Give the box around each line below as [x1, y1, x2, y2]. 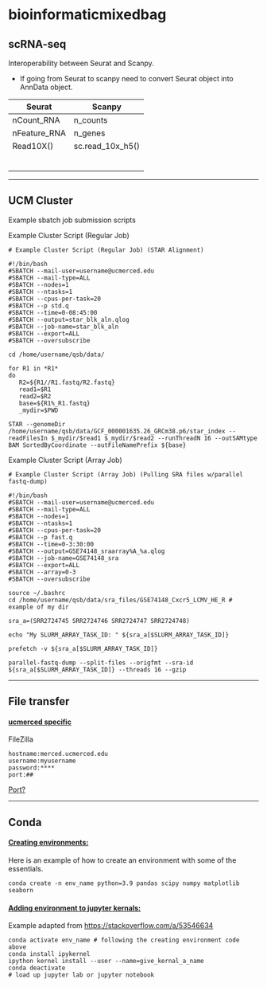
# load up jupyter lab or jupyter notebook [8, 971, 155, 979]
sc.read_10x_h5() [73, 141, 141, 151]
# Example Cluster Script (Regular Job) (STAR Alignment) [8, 245, 204, 254]
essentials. [8, 864, 44, 873]
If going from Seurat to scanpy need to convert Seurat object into [19, 74, 234, 83]
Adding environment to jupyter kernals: [8, 903, 141, 913]
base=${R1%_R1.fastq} [18, 399, 91, 407]
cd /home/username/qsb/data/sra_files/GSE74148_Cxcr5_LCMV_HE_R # [8, 596, 233, 604]
